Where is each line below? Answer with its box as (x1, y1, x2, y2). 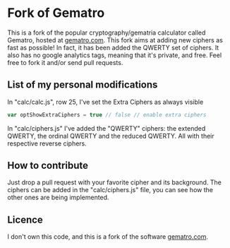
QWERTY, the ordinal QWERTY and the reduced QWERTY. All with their (7, 131, 214, 140)
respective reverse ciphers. (7, 139, 87, 148)
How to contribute (7, 160, 89, 172)
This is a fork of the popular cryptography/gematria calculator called (7, 28, 206, 37)
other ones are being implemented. (7, 193, 109, 202)
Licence (7, 213, 44, 225)
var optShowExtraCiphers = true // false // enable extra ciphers (7, 111, 207, 118)
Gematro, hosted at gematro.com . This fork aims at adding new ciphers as (7, 35, 224, 44)
